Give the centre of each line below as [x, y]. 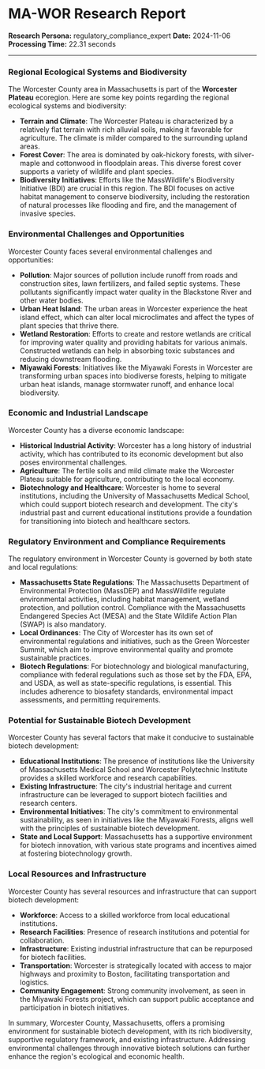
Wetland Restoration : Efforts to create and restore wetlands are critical [135, 333]
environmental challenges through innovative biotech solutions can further [129, 1048]
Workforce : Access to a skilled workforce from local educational [125, 915]
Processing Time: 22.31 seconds [62, 43]
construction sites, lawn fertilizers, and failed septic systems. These [130, 283]
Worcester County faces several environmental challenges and [110, 251]
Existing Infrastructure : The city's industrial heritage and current [126, 786]
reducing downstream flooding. [71, 359]
